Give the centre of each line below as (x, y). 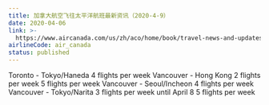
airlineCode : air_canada (50, 45)
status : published (39, 52)
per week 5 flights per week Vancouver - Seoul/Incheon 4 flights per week (131, 84)
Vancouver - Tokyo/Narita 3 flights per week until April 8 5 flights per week (132, 92)
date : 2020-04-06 (37, 23)
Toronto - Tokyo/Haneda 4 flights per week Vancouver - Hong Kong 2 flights (134, 75)
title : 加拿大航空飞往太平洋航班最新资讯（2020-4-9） (89, 16)
